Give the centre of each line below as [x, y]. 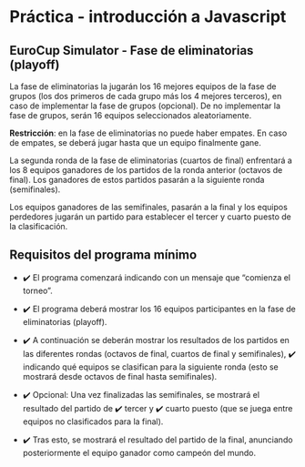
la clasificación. [39, 226]
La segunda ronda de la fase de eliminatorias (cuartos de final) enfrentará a [151, 160]
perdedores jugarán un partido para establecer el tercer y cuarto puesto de [150, 217]
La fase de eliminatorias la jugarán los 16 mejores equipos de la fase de [143, 86]
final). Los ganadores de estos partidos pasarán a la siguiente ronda [137, 180]
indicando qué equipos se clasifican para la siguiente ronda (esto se [151, 367]
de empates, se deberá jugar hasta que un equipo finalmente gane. [135, 142]
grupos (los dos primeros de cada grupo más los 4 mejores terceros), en [146, 96]
